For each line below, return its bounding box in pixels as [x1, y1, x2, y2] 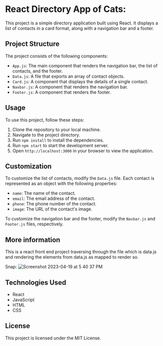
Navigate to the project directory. [12, 132, 81, 138]
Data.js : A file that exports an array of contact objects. [12, 73, 125, 79]
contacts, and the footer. [12, 68, 63, 74]
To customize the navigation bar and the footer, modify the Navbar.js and [5, 216, 156, 222]
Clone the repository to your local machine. [12, 126, 101, 133]
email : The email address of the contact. [12, 195, 95, 201]
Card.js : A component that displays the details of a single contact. [12, 78, 149, 84]
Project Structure [5, 40, 60, 48]
